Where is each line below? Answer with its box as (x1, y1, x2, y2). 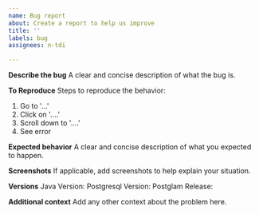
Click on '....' (19, 109, 61, 120)
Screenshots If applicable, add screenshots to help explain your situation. (8, 166, 251, 176)
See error (19, 127, 52, 137)
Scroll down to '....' (19, 118, 81, 128)
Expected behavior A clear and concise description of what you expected (8, 142, 252, 152)
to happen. (8, 151, 44, 160)
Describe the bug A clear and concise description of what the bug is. (8, 70, 236, 80)
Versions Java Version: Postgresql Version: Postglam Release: (8, 181, 214, 192)
